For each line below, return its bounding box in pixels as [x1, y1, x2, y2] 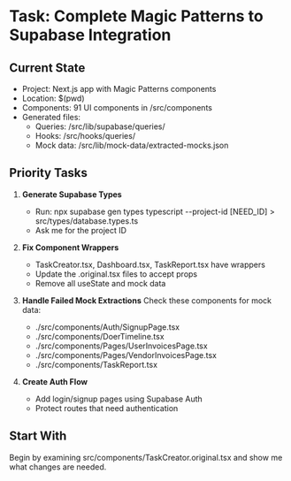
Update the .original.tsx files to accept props [34, 268, 197, 279]
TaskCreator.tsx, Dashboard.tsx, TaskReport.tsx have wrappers [34, 259, 265, 270]
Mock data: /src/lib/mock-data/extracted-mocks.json [34, 140, 229, 150]
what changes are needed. [9, 462, 107, 472]
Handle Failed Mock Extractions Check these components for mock [21, 294, 272, 306]
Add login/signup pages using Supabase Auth [34, 393, 203, 404]
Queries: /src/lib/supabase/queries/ [34, 121, 165, 132]
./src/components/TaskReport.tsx [34, 359, 157, 370]
